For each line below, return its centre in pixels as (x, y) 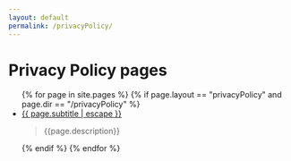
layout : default (39, 17)
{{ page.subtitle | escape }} (72, 114)
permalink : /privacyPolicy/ (61, 26)
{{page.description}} (81, 131)
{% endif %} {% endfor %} (71, 148)
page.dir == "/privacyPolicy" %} (81, 105)
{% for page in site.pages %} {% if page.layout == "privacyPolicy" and (152, 95)
